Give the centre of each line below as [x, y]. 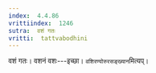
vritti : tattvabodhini [48, 38]
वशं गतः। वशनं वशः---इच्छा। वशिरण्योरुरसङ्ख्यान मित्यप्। [79, 61]
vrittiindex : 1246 [41, 23]
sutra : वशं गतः [32, 30]
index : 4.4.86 [34, 16]
